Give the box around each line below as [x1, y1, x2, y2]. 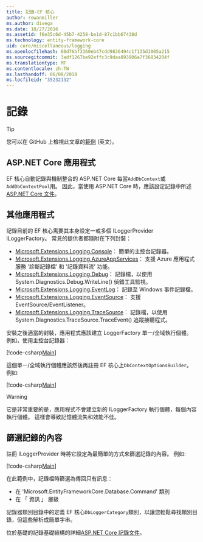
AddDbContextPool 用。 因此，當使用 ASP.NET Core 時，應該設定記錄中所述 [6, 182, 192, 189]
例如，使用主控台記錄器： [6, 336, 71, 344]
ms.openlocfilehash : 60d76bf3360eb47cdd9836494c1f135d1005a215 [6, 49, 170, 55]
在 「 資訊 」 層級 [15, 495, 59, 502]
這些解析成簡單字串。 [22, 516, 76, 523]
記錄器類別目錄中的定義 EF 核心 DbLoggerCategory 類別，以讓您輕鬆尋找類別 [6, 508, 193, 515]
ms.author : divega [6, 20, 53, 26]
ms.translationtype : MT [6, 60, 67, 66]
